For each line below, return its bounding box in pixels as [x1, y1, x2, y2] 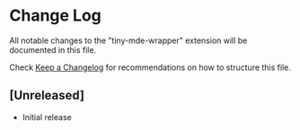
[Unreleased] [9, 88, 85, 103]
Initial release [22, 111, 72, 122]
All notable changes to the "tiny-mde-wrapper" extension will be [9, 35, 248, 46]
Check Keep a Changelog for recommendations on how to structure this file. [9, 62, 292, 73]
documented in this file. [9, 44, 97, 55]
